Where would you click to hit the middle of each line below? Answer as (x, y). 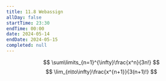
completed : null (27, 46)
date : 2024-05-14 (28, 34)
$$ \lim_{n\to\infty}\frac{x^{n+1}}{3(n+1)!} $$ (101, 71)
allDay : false (24, 17)
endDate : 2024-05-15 (32, 40)
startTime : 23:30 (28, 23)
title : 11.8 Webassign (35, 12)
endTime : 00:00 (25, 28)
